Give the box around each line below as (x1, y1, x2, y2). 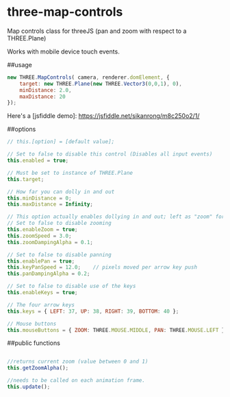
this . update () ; (7, 383, 51, 391)
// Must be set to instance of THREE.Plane (7, 169, 133, 176)
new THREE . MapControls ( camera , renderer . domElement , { (7, 73, 170, 81)
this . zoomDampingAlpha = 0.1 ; (7, 239, 94, 245)
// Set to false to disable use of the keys (7, 282, 136, 290)
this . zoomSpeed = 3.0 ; (7, 232, 72, 239)
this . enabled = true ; (7, 157, 69, 165)
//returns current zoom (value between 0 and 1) (7, 358, 149, 365)
